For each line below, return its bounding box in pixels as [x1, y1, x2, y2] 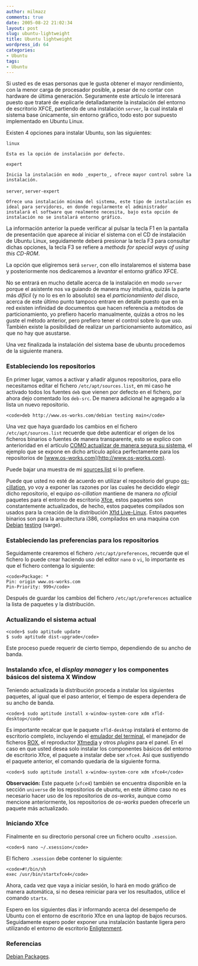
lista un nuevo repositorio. [6, 401, 70, 408]
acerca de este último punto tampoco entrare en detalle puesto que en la [6, 298, 184, 305]
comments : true [6, 14, 44, 20]
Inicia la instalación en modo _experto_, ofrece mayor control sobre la [6, 172, 192, 178]
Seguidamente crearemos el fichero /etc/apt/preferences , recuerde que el [6, 549, 189, 556]
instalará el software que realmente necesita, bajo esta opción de [6, 209, 178, 215]
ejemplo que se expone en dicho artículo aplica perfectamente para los [6, 448, 180, 455]
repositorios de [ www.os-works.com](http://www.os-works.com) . [6, 454, 167, 461]
